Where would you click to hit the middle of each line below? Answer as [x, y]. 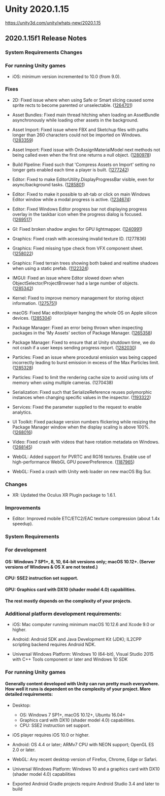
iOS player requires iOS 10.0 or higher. [51, 735]
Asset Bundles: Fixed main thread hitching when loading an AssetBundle [86, 115]
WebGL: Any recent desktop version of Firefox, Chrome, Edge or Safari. [85, 759]
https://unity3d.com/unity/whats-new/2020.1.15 [53, 23]
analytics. [22, 412]
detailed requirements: [29, 694]
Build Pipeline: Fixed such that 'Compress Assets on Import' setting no [83, 165]
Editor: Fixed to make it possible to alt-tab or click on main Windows [81, 194]
